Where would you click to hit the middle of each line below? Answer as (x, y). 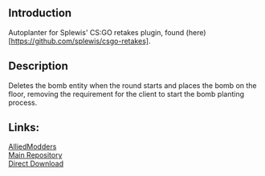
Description (38, 66)
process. (23, 102)
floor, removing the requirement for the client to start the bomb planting (126, 94)
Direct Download (36, 164)
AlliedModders (33, 146)
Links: (24, 128)
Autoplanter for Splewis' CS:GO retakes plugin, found (96, 32)
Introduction (40, 13)
